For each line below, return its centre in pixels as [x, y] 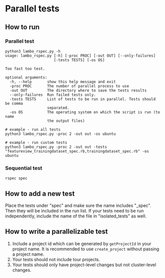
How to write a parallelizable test [57, 232]
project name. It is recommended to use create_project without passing [86, 249]
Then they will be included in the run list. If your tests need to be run [75, 210]
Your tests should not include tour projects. [56, 259]
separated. [58, 108]
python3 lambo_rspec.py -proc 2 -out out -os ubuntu [61, 134]
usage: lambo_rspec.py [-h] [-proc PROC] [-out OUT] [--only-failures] [80, 56]
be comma [14, 103]
